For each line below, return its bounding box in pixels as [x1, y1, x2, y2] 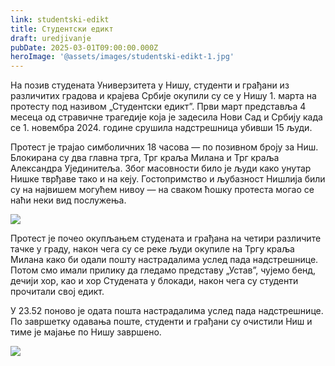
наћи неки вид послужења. [10, 194, 127, 206]
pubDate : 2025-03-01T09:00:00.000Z [10, 42, 159, 53]
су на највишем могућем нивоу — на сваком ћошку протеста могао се [10, 184, 315, 196]
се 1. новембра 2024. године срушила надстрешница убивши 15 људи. [10, 122, 313, 134]
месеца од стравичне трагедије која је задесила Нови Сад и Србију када [10, 111, 323, 123]
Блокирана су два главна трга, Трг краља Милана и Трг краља [10, 152, 280, 164]
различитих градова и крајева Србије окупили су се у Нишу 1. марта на [10, 90, 317, 102]
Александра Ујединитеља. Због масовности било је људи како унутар [10, 162, 312, 175]
